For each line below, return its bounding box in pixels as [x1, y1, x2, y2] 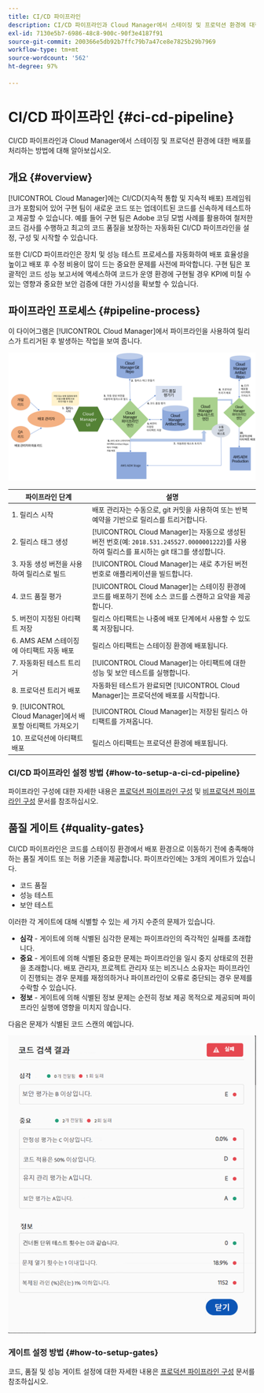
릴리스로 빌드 [26, 569, 67, 579]
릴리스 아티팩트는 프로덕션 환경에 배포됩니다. [91, 739, 229, 748]
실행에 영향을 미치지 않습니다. [40, 1002, 131, 1012]
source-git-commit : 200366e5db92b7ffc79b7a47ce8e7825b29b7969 [8, 38, 216, 46]
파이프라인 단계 [24, 492, 72, 502]
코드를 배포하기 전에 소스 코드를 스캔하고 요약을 [91, 591, 236, 601]
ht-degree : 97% [8, 63, 58, 71]
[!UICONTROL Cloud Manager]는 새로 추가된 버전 [91, 559, 248, 569]
